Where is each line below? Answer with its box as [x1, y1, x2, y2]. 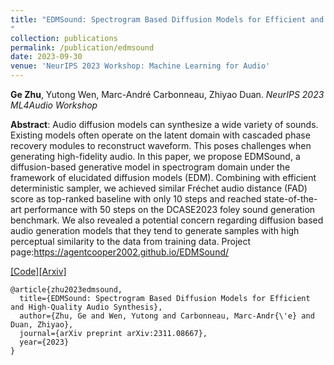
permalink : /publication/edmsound [10, 42, 155, 53]
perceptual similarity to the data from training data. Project [10, 236, 252, 247]
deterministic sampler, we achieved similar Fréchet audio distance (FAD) [10, 182, 308, 194]
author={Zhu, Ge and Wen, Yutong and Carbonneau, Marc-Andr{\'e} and [19, 311, 315, 321]
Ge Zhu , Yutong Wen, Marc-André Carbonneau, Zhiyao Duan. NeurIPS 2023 [10, 89, 325, 100]
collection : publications [10, 33, 118, 43]
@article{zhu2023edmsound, [10, 285, 123, 295]
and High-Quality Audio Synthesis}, [10, 302, 163, 312]
